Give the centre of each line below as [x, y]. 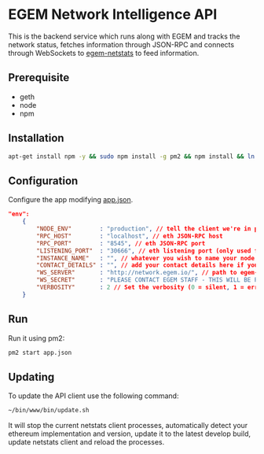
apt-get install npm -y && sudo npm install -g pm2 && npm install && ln [132, 156]
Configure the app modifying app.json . [71, 200]
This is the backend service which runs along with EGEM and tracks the [124, 36]
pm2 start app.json [40, 352]
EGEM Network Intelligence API [113, 15]
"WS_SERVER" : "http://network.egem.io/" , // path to [137, 273]
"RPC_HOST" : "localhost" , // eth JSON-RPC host [130, 236]
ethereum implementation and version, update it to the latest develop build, [130, 434]
